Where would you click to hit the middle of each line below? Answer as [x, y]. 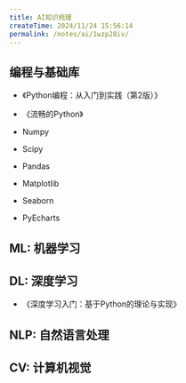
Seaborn [38, 201]
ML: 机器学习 [45, 248]
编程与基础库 [44, 72]
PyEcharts [41, 218]
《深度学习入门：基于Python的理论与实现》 [101, 304]
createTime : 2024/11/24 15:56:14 [71, 26]
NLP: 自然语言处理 [59, 335]
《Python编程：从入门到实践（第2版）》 [92, 95]
